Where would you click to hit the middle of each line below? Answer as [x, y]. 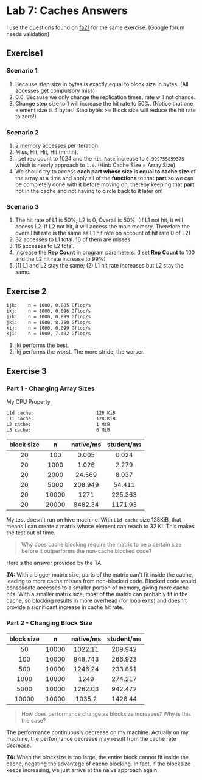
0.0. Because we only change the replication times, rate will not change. [105, 97]
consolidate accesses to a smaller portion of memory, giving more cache [98, 588]
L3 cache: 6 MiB [58, 430]
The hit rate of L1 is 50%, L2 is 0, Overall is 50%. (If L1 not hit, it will [99, 220]
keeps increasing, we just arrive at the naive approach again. [82, 770]
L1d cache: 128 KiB [61, 413]
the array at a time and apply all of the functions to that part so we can [104, 178]
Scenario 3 [23, 206]
